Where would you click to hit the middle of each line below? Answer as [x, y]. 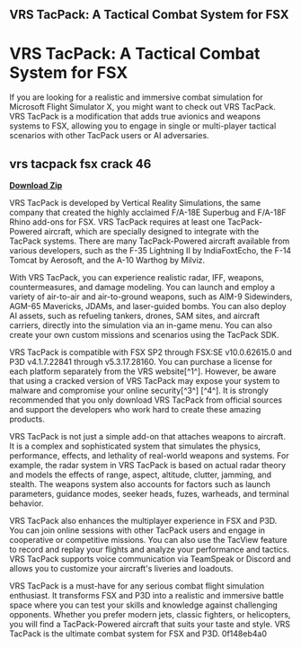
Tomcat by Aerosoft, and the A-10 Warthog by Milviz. [107, 261]
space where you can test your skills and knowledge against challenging [144, 605]
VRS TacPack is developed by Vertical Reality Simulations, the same [135, 203]
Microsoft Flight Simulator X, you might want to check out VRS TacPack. [142, 107]
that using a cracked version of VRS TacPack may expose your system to [145, 381]
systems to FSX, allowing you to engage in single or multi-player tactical [143, 126]
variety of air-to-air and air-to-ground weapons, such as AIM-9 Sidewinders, [151, 297]
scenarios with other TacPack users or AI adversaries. [109, 136]
